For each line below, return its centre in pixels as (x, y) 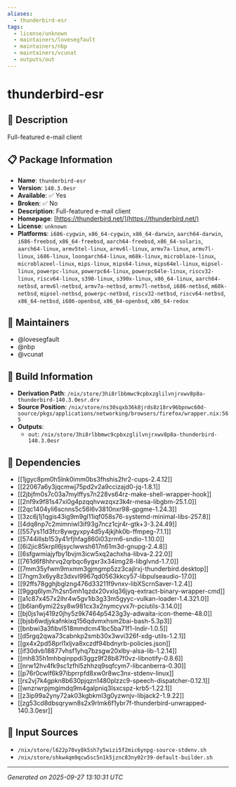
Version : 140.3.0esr (46, 187)
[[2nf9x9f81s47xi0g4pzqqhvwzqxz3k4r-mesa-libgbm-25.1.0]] (107, 502)
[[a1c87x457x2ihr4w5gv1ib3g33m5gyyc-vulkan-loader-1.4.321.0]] (113, 598)
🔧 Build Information (50, 376)
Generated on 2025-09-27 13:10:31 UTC (65, 777)
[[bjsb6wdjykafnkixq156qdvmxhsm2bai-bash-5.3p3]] (94, 621)
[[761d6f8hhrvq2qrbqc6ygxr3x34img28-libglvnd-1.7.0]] (98, 561)
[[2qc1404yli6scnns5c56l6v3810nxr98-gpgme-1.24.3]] (97, 509)
